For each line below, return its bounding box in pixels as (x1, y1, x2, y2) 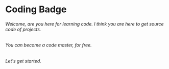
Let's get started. (5, 58, 42, 64)
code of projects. (5, 26, 41, 32)
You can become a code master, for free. (5, 42, 92, 48)
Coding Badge (5, 4, 67, 15)
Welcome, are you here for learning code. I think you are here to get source (5, 20, 164, 27)
